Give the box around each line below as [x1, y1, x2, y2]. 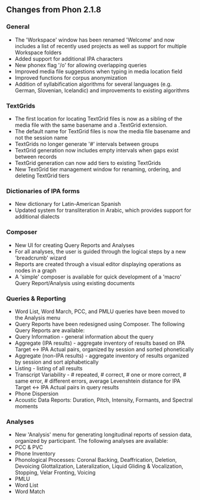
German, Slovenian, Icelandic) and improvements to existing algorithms [14, 86, 190, 94]
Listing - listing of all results [14, 364, 83, 371]
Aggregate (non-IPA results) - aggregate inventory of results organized [14, 352, 189, 359]
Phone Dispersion [14, 390, 59, 397]
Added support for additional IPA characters [14, 55, 123, 62]
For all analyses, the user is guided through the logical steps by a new [14, 248, 186, 255]
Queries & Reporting [6, 294, 67, 302]
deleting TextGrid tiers [14, 172, 70, 179]
